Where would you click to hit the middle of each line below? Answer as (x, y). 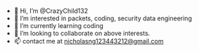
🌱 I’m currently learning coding (59, 26)
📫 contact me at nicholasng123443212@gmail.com (89, 41)
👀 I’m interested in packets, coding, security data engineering (103, 18)
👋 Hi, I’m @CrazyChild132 (51, 11)
